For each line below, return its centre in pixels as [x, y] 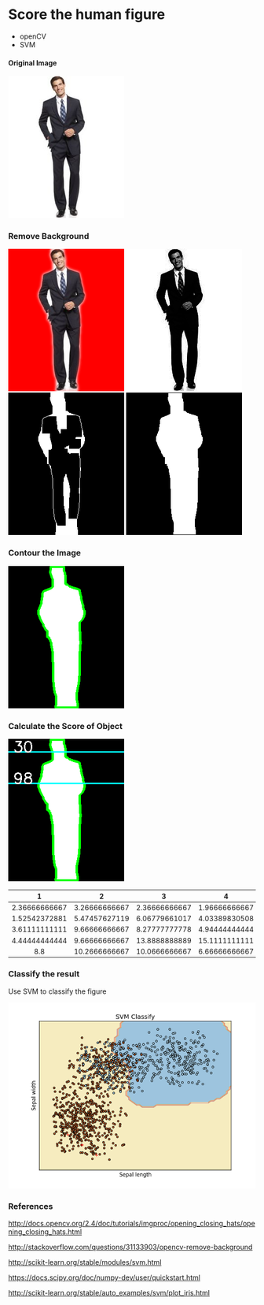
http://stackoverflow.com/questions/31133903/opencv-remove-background [130, 1247]
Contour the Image [44, 553]
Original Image [33, 63]
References [31, 1206]
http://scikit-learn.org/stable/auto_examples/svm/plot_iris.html [109, 1292]
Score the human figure [87, 15]
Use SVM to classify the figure [57, 991]
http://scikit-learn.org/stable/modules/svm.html [85, 1262]
